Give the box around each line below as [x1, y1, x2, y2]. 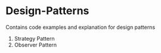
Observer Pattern [14, 41, 57, 48]
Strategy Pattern [14, 35, 55, 42]
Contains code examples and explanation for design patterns [5, 24, 156, 31]
